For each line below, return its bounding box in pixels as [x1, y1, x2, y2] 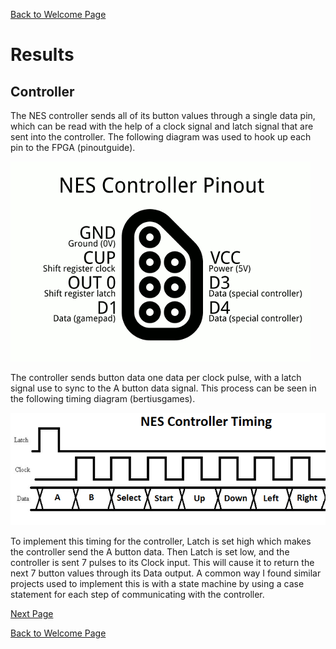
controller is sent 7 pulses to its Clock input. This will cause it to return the [10, 556, 315, 568]
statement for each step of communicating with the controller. [10, 588, 265, 600]
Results [10, 44, 75, 66]
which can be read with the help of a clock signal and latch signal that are [10, 120, 314, 132]
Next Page [10, 607, 54, 619]
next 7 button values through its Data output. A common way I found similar [10, 567, 322, 579]
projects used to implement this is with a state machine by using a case [10, 577, 305, 589]
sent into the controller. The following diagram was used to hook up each [10, 131, 312, 143]
